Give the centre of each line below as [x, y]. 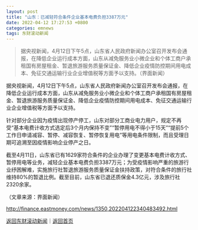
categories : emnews [30, 28]
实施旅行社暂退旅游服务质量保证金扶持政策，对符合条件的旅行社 [114, 170]
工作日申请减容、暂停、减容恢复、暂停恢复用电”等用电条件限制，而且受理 [95, 135]
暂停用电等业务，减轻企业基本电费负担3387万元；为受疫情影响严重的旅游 [95, 162]
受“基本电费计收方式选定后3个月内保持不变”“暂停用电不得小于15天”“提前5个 [98, 128]
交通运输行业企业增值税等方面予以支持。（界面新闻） [104, 73]
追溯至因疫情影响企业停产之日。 [55, 143]
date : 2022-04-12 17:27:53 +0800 [47, 22]
